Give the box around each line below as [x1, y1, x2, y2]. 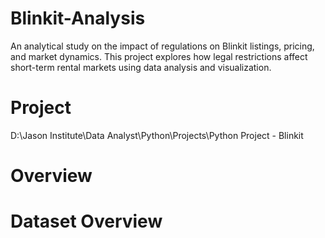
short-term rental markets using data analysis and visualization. [10, 61, 272, 73]
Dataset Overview [10, 210, 163, 233]
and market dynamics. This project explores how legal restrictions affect [10, 50, 308, 62]
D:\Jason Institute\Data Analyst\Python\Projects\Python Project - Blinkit [10, 129, 304, 141]
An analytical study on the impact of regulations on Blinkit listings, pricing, [10, 40, 315, 52]
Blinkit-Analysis [10, 7, 146, 30]
